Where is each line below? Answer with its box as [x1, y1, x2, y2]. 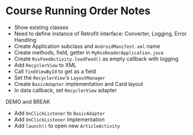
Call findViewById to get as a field [14, 67, 96, 75]
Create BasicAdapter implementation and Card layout [14, 80, 143, 87]
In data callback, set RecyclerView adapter [14, 86, 117, 94]
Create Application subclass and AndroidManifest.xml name [14, 43, 160, 50]
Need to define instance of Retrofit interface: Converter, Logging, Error [14, 30, 187, 37]
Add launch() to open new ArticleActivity [14, 122, 120, 129]
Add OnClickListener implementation [14, 115, 105, 123]
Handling [14, 36, 37, 43]
